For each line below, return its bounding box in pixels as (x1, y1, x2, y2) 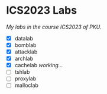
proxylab (14, 75, 37, 82)
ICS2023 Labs (6, 4, 77, 17)
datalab (14, 35, 34, 42)
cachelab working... (14, 62, 63, 69)
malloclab (14, 82, 38, 89)
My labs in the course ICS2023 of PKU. (6, 23, 102, 30)
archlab (14, 55, 34, 62)
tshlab (14, 68, 30, 76)
